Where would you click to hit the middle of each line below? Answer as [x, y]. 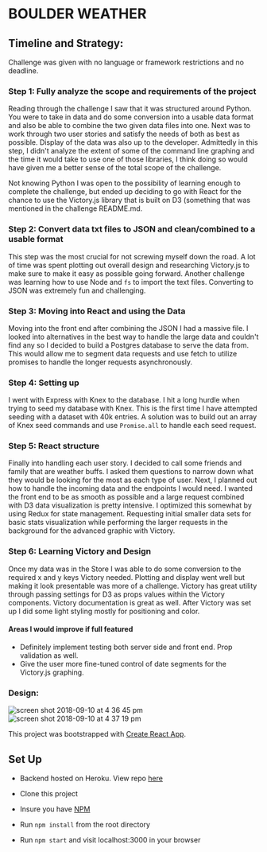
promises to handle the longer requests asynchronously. [101, 362]
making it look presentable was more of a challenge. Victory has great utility [133, 586]
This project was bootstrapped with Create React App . [97, 734]
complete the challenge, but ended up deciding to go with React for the [125, 192]
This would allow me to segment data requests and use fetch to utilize [123, 353]
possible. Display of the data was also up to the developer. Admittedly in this [133, 142]
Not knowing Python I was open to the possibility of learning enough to [124, 183]
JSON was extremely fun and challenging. [77, 290]
